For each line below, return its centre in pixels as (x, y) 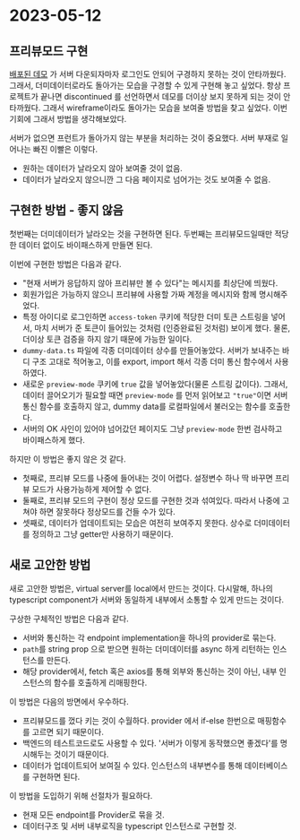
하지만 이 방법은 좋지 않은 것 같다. (68, 459)
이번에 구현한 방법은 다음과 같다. (66, 264)
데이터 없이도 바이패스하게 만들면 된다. (86, 245)
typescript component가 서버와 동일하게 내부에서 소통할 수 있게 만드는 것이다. (147, 599)
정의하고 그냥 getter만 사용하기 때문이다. (103, 533)
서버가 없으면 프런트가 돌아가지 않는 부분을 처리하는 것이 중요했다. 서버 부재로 (144, 138)
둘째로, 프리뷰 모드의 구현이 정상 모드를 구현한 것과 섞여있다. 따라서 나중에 (151, 500)
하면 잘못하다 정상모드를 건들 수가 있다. (107, 511)
